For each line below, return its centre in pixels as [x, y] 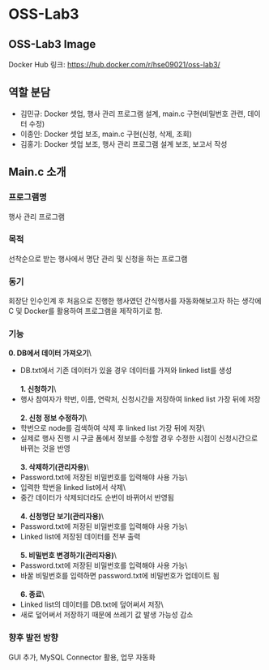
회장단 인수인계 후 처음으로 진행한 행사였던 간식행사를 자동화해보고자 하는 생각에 [135, 301]
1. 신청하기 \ [38, 389]
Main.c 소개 [37, 172]
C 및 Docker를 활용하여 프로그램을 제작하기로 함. [86, 311]
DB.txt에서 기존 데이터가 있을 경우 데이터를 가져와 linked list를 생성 [126, 371]
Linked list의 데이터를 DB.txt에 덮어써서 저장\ [92, 604]
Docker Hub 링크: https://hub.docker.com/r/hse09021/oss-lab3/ [114, 64]
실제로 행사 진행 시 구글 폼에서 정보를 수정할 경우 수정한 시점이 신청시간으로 [139, 438]
